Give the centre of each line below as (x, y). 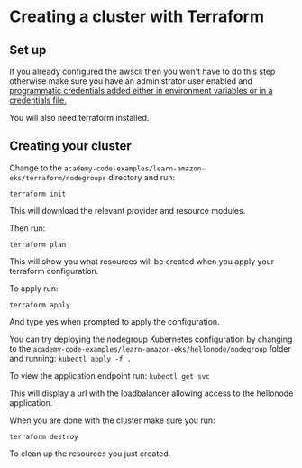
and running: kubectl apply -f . (70, 358)
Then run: (27, 228)
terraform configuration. (54, 271)
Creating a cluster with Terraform (137, 17)
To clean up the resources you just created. (90, 454)
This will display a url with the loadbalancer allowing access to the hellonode (151, 393)
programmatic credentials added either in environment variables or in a (141, 91)
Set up (28, 50)
